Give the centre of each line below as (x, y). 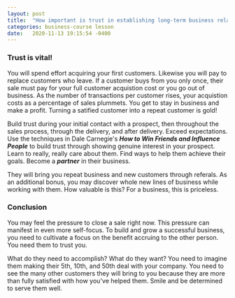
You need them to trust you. (47, 245)
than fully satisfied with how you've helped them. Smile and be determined (115, 281)
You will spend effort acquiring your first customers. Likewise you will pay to (117, 73)
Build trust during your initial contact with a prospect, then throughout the (113, 124)
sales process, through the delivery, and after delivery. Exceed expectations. (117, 131)
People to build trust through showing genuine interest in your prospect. (111, 146)
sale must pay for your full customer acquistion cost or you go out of (106, 87)
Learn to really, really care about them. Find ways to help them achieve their (116, 153)
